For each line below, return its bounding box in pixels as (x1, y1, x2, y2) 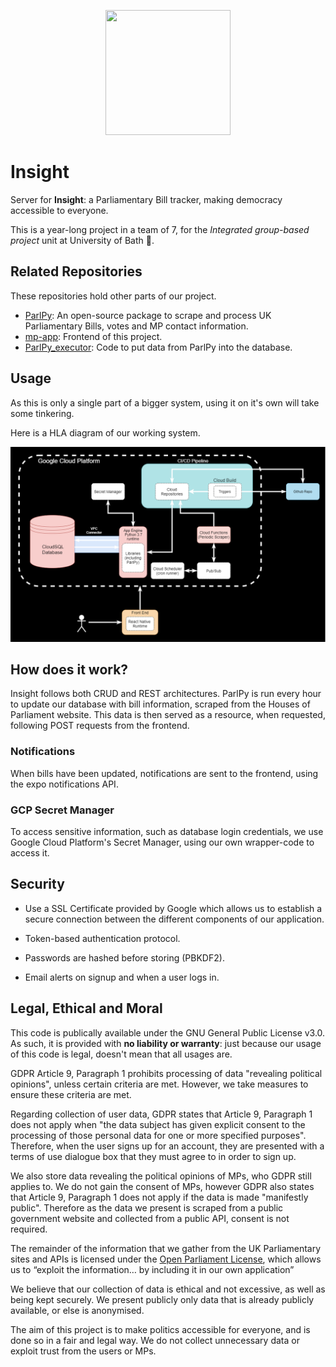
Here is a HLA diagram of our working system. (10, 426, 201, 439)
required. (10, 1223, 48, 1235)
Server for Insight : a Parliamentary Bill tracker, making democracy (10, 193, 283, 205)
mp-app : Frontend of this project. (24, 330, 163, 342)
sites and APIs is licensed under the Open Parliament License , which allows (10, 1253, 322, 1265)
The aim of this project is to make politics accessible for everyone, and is (10, 1323, 311, 1335)
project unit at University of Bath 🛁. (10, 234, 155, 246)
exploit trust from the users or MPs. (10, 1345, 157, 1357)
